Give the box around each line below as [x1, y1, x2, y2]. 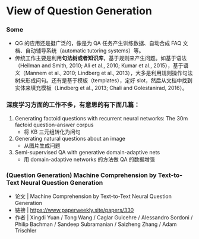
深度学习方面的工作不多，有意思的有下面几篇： [6, 101, 140, 109]
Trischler [14, 227, 37, 234]
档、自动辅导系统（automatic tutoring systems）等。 [14, 47, 144, 54]
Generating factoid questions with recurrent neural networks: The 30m [14, 114, 188, 122]
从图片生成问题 [23, 142, 61, 149]
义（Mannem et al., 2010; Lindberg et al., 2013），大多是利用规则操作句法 [14, 70, 193, 77]
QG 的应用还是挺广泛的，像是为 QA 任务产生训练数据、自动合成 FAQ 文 [14, 40, 188, 47]
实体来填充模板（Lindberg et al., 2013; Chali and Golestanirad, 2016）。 [14, 85, 188, 92]
